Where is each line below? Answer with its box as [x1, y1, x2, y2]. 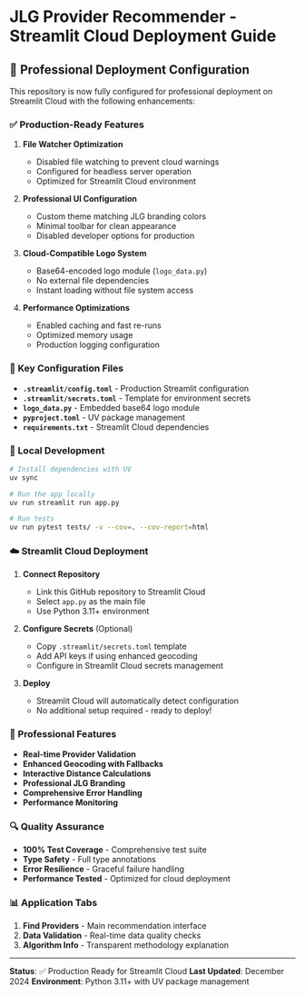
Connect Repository [22, 569, 101, 580]
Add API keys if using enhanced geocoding [35, 651, 198, 662]
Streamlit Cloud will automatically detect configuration [35, 695, 239, 706]
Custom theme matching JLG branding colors [35, 211, 207, 222]
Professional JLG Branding [22, 777, 125, 788]
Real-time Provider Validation [22, 748, 136, 760]
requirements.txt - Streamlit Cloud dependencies [22, 421, 210, 433]
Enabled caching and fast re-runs [35, 320, 162, 331]
